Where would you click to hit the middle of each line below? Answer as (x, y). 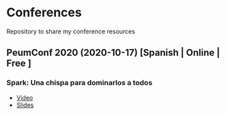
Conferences (44, 13)
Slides (25, 105)
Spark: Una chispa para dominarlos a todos (80, 83)
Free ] (19, 64)
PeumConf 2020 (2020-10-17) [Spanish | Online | (113, 53)
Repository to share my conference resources (71, 31)
